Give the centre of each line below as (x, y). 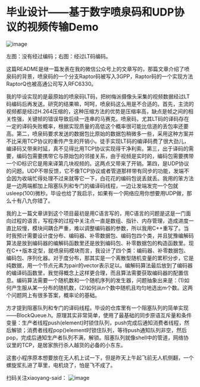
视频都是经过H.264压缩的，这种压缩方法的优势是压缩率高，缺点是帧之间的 (97, 111)
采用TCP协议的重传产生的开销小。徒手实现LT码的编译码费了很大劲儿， (103, 141)
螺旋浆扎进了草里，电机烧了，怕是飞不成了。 (61, 365)
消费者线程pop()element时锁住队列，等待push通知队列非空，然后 (107, 330)
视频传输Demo (63, 27)
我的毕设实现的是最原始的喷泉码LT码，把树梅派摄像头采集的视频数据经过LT (98, 96)
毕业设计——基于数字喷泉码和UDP (90, 12)
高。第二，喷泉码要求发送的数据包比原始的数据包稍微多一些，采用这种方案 (97, 133)
